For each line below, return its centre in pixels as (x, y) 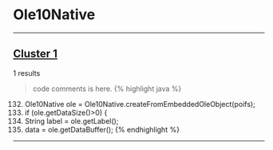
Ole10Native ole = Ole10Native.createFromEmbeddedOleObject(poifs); (140, 104)
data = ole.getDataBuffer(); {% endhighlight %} (102, 129)
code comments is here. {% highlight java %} (107, 89)
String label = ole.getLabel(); (71, 120)
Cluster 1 (36, 54)
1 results (27, 73)
